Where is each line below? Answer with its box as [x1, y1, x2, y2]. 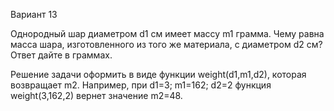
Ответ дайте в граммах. [10, 49, 113, 61]
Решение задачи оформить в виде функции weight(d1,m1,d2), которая [10, 69, 307, 80]
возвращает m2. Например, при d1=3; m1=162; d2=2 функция [10, 79, 272, 91]
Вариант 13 [10, 9, 58, 20]
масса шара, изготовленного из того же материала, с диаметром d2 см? [10, 39, 323, 50]
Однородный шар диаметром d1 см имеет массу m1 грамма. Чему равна [10, 28, 325, 39]
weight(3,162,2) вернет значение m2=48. [10, 90, 183, 101]
